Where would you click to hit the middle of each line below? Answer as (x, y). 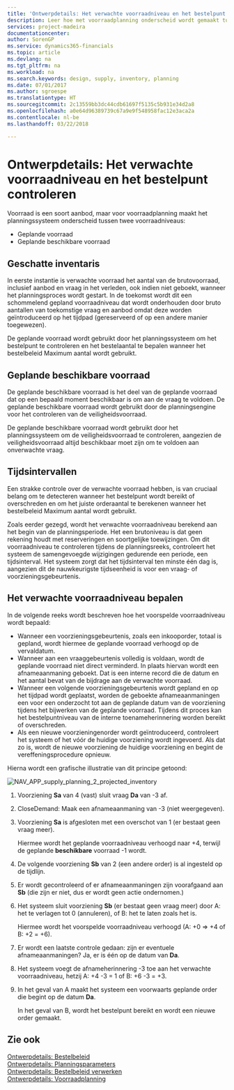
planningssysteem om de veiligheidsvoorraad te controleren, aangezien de (114, 435)
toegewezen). (27, 325)
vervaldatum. (36, 651)
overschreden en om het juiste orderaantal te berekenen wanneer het (107, 504)
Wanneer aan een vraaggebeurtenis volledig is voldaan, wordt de (111, 658)
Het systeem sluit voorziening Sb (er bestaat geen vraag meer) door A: (119, 906)
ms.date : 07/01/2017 (37, 85)
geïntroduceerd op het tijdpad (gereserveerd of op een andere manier (108, 317)
